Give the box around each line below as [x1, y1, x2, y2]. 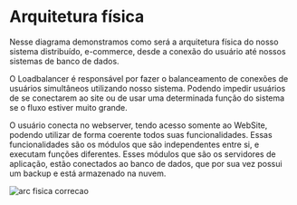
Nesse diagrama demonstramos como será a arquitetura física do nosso [9, 36, 279, 47]
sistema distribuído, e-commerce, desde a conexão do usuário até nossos [9, 45, 287, 56]
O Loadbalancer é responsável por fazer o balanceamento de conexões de [9, 73, 289, 83]
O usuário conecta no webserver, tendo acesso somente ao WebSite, [9, 120, 268, 131]
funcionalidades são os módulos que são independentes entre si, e [9, 139, 260, 150]
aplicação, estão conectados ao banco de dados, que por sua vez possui [9, 158, 283, 169]
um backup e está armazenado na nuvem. [9, 168, 167, 179]
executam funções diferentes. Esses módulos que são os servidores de [9, 148, 276, 160]
